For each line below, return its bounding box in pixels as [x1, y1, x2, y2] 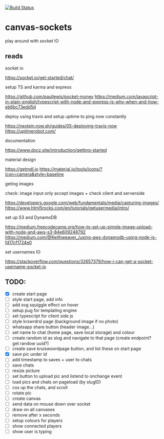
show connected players [12, 423, 62, 429]
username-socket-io [5, 263, 46, 269]
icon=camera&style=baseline [5, 171, 64, 177]
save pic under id [12, 351, 47, 357]
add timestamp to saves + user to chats [12, 357, 92, 363]
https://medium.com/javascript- [94, 93, 159, 99]
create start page [12, 291, 47, 297]
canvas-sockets [5, 22, 72, 33]
